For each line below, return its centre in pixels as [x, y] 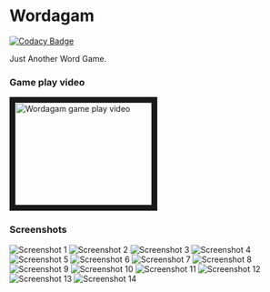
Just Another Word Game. [58, 58]
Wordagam [52, 16]
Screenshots [38, 230]
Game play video [47, 82]
